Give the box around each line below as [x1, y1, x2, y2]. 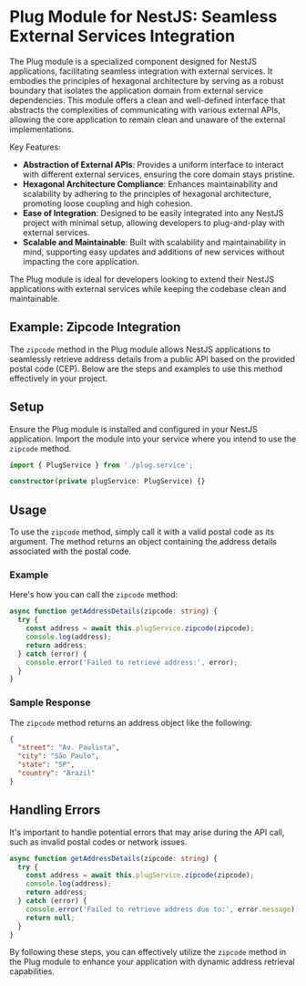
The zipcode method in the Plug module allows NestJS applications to [9, 344, 271, 355]
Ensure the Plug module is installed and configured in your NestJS [9, 423, 258, 434]
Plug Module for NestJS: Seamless [9, 6, 278, 27]
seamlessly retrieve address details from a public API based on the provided [9, 353, 296, 364]
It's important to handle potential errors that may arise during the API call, [9, 826, 285, 837]
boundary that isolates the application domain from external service [9, 85, 264, 96]
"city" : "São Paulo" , [17, 752, 100, 761]
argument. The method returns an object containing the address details [9, 536, 278, 547]
